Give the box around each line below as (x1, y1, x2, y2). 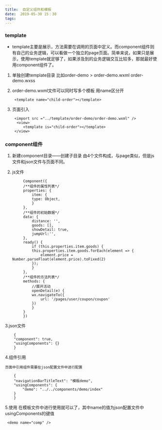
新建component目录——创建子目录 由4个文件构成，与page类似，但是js (12, 153, 154, 158)
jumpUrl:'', (32, 231, 56, 236)
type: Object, (32, 197, 61, 201)
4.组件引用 (5, 354, 26, 360)
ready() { (23, 240, 43, 245)
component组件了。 (16, 61, 57, 68)
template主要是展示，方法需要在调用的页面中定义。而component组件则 (12, 44, 155, 49)
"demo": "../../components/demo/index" (22, 387, 103, 392)
